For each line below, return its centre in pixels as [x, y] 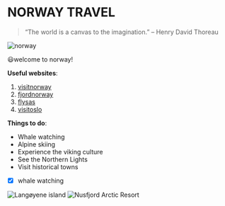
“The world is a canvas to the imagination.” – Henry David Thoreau [122, 32]
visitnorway [34, 86]
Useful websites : [33, 73]
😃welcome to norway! [40, 59]
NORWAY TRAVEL [61, 12]
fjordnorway [35, 94]
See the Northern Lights [53, 159]
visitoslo [30, 109]
